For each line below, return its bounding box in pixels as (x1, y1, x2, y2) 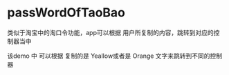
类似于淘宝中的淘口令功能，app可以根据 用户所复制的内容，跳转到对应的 (7, 28, 214, 36)
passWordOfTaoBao (7, 5, 126, 21)
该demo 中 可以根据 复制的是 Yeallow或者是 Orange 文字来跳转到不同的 (7, 52, 210, 60)
